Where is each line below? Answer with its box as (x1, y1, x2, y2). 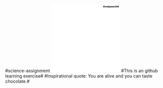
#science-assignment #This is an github (5, 68, 158, 74)
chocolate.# (5, 79, 30, 84)
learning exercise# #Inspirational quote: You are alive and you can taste (5, 73, 152, 79)
